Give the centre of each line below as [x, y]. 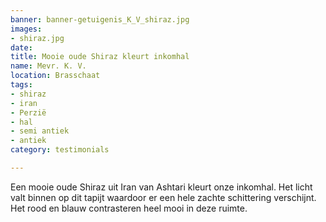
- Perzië [28, 112]
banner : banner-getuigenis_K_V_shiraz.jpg [100, 19]
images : [26, 29]
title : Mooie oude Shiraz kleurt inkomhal [100, 57]
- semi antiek [40, 131]
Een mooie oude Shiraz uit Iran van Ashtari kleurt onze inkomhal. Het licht [161, 187]
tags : [21, 85]
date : [21, 47]
